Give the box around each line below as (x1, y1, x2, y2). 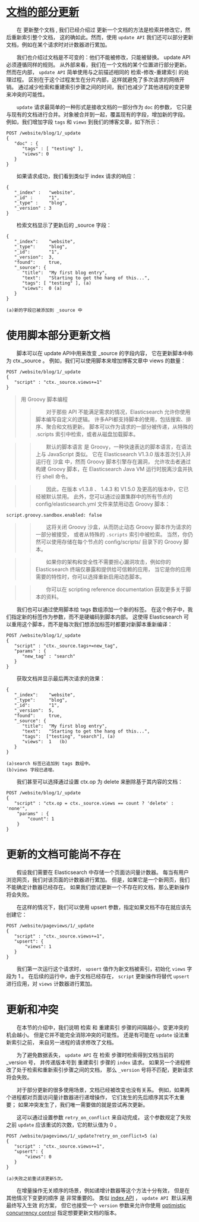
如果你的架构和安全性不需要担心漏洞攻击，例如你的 (46, 558, 171, 565)
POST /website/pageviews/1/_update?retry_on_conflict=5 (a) (6, 1133, 159, 1139)
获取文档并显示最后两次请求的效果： (17, 675, 105, 682)
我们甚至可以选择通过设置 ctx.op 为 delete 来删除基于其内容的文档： (17, 778, 183, 785)
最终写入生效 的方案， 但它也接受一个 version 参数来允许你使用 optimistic (6, 1201, 186, 1209)
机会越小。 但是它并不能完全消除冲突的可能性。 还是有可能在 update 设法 (6, 1031, 184, 1038)
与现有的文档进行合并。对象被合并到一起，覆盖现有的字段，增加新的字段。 (6, 110, 188, 118)
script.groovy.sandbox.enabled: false (6, 512, 102, 518)
